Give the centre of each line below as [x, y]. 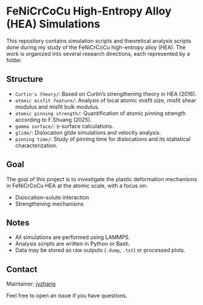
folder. [14, 60]
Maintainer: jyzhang [31, 284]
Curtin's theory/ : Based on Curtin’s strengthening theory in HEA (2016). [106, 94]
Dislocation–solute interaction [52, 197]
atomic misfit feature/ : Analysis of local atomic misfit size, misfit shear [106, 100]
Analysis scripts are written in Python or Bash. [72, 244]
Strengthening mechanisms [49, 204]
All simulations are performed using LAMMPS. [72, 237]
